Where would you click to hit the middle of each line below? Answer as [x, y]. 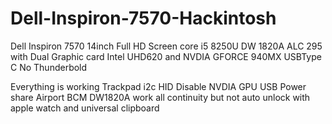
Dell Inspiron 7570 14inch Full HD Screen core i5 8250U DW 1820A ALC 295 [166, 46]
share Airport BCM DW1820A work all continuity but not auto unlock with [160, 97]
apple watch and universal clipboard [85, 108]
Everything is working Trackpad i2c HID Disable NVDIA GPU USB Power [158, 86]
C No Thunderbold [49, 67]
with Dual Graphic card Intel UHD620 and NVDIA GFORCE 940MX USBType [166, 56]
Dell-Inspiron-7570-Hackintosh [143, 18]
